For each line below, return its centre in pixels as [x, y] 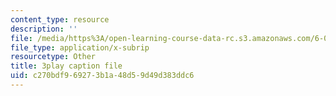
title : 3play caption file [66, 66]
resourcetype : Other [53, 57]
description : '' [44, 29]
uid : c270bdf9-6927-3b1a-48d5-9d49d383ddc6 [102, 76]
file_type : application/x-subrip [80, 47]
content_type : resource [60, 19]
